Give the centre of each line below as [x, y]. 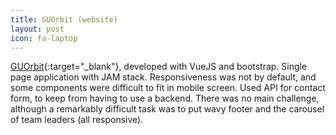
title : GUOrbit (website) [64, 19]
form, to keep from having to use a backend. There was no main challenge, [165, 98]
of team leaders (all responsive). [77, 120]
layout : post [37, 29]
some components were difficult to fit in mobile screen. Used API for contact [168, 88]
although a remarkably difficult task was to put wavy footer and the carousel [167, 109]
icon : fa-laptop [44, 38]
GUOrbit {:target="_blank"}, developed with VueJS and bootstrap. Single [159, 67]
